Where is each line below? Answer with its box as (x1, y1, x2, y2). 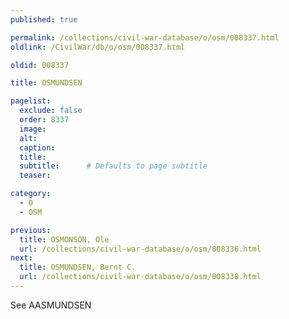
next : (10, 253, 33, 263)
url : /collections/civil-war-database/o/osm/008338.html (19, 272, 262, 282)
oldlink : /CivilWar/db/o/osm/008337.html (10, 42, 186, 52)
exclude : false (19, 106, 83, 116)
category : (10, 189, 52, 199)
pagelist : (10, 96, 52, 106)
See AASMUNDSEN (10, 299, 92, 311)
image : (19, 124, 47, 134)
